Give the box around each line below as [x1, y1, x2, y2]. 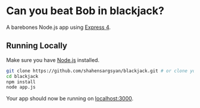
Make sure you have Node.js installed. [6, 56, 100, 63]
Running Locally [6, 41, 67, 51]
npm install [6, 78, 36, 85]
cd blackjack [6, 73, 39, 79]
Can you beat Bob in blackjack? [6, 4, 165, 18]
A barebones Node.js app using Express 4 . [6, 24, 111, 31]
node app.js [6, 84, 36, 90]
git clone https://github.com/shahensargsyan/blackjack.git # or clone [6, 68, 187, 74]
